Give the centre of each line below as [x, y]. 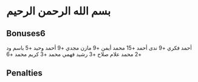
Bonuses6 [26, 33]
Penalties [24, 73]
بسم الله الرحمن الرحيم [59, 11]
